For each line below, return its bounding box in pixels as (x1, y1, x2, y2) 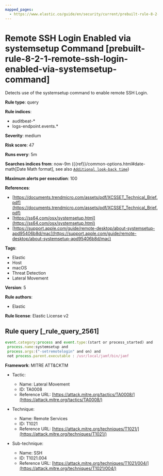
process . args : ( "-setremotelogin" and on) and (7, 349, 101, 354)
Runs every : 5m (5, 152, 37, 158)
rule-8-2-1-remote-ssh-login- (5, 53, 129, 64)
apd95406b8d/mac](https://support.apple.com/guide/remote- (12, 230, 137, 236)
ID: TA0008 (19, 386, 43, 392)
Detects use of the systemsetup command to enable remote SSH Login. (5, 90, 148, 96)
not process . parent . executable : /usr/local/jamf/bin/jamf (7, 353, 130, 358)
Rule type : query (5, 99, 39, 105)
